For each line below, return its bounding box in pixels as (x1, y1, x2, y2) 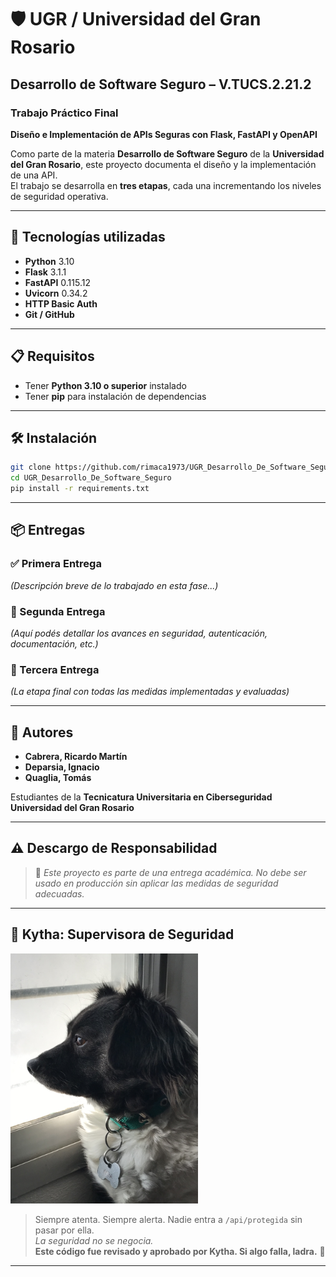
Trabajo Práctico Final (10, 106, 119, 120)
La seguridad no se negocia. (34, 1234, 154, 1246)
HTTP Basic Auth (24, 297, 98, 310)
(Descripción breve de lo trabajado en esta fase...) (10, 579, 219, 591)
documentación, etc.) (10, 637, 99, 650)
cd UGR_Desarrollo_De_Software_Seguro (10, 473, 172, 483)
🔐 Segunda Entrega (10, 604, 106, 618)
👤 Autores (10, 724, 74, 741)
